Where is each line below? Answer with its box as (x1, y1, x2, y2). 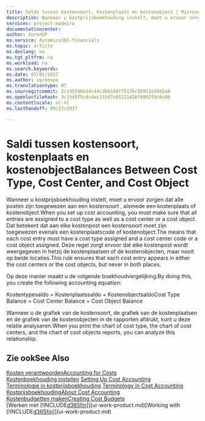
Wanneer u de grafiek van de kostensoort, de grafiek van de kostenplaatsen (6, 309, 198, 317)
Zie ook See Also (6, 353, 70, 363)
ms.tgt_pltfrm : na (6, 54, 53, 60)
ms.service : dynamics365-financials (6, 37, 99, 43)
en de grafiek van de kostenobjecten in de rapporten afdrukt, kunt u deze (6, 315, 191, 323)
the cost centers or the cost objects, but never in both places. (6, 261, 162, 268)
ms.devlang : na (6, 49, 45, 55)
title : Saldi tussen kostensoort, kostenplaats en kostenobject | (6, 9, 179, 15)
